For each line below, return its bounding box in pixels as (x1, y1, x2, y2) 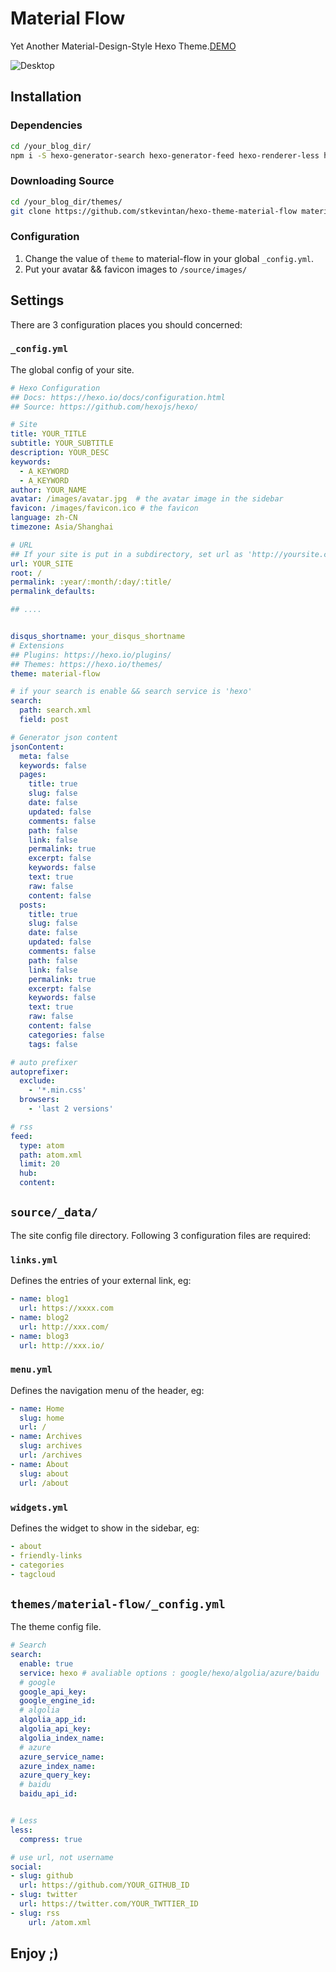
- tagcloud (10, 1569, 56, 1579)
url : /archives (19, 1450, 83, 1461)
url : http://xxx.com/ (19, 1322, 110, 1332)
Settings (10, 292, 65, 309)
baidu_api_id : (19, 1789, 78, 1799)
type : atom (19, 1140, 65, 1151)
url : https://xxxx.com (19, 1303, 114, 1314)
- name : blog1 (10, 1294, 70, 1304)
